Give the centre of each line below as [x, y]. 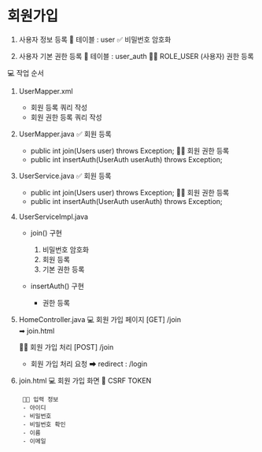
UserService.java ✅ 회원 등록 [65, 176]
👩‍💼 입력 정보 [41, 399]
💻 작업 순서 [26, 72]
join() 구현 [46, 232]
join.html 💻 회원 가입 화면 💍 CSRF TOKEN [85, 380]
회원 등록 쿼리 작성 [59, 107]
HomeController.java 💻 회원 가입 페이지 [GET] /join [100, 319]
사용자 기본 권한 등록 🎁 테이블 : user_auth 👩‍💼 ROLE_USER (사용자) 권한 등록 [136, 56]
